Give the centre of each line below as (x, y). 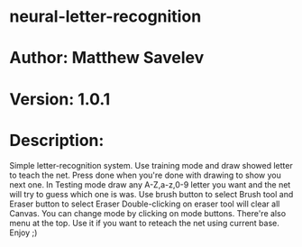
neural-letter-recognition (105, 17)
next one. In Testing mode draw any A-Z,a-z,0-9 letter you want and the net (150, 184)
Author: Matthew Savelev (107, 58)
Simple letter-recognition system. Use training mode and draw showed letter (151, 165)
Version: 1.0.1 (60, 99)
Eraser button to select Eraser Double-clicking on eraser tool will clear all (145, 204)
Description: (57, 140)
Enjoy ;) (23, 233)
